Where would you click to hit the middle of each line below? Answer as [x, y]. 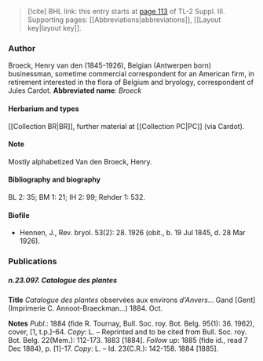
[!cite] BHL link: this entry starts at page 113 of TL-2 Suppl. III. [126, 11]
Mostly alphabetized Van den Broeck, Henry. [80, 161]
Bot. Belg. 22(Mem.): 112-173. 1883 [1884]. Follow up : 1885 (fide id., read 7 [128, 340]
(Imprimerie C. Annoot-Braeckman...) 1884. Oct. [86, 308]
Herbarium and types [44, 109]
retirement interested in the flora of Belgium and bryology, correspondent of [131, 83]
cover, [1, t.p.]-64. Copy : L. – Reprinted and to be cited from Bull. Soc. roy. [128, 332]
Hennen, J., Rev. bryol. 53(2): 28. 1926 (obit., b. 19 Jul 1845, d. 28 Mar [132, 233]
